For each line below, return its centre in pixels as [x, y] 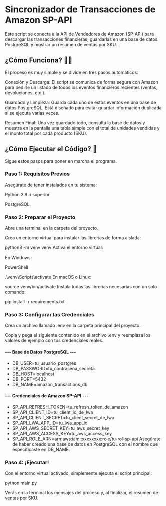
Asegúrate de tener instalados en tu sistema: [51, 185]
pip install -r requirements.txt [35, 302]
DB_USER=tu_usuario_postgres [44, 363]
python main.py [21, 483]
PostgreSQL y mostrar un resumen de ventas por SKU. [61, 44]
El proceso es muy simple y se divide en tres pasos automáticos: [72, 72]
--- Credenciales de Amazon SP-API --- [47, 396]
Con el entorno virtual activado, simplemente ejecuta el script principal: [79, 473]
